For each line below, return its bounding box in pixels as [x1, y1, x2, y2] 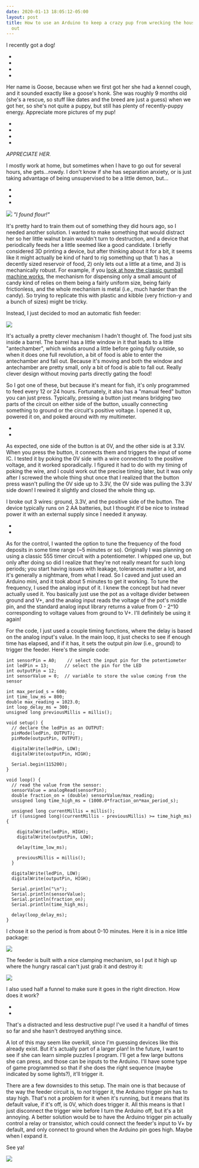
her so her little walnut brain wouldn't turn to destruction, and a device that [6, 235, 189, 242]
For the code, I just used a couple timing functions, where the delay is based [6, 627, 192, 634]
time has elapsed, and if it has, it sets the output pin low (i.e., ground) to [6, 640, 182, 647]
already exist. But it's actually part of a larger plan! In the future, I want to [6, 1045, 184, 1052]
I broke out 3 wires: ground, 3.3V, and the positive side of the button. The [6, 498, 185, 505]
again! [6, 615, 21, 623]
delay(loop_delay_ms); [11, 912, 68, 918]
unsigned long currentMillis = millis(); [11, 808, 115, 814]
